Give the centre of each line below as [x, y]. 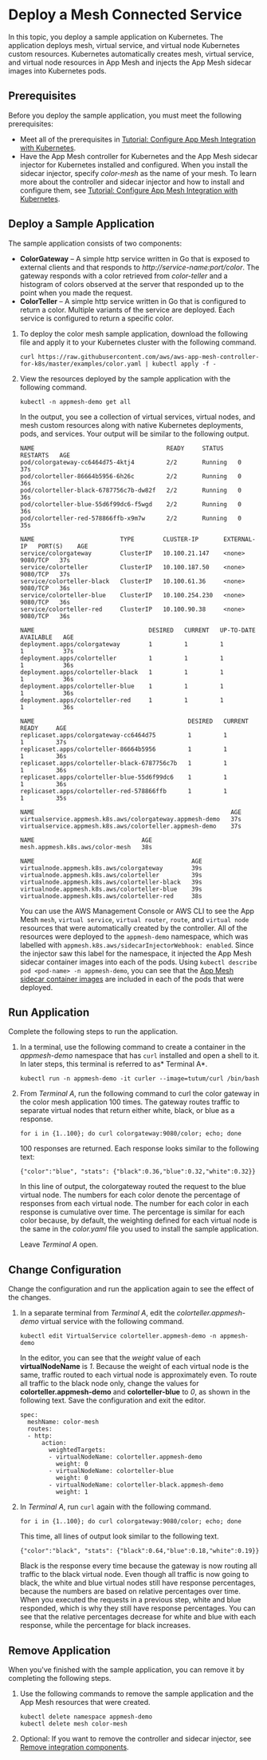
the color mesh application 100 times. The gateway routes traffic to [130, 1102]
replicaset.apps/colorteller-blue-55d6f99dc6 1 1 [124, 777]
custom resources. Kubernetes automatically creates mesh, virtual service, [131, 54]
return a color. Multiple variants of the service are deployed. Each [127, 309]
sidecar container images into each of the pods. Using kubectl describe [138, 962]
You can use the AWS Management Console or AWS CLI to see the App [137, 911]
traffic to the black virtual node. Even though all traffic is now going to [134, 1574]
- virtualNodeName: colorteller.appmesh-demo [126, 1457]
